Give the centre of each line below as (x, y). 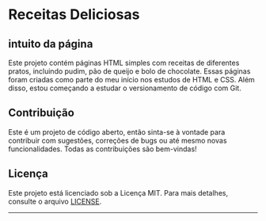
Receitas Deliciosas (74, 15)
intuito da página (51, 44)
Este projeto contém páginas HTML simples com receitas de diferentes (124, 63)
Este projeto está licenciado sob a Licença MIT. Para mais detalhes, (118, 192)
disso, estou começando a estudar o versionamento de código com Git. (125, 88)
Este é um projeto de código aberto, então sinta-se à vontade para (117, 131)
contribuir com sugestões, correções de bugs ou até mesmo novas (118, 140)
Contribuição (42, 113)
